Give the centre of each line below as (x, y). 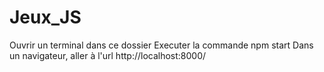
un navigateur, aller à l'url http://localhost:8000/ (108, 55)
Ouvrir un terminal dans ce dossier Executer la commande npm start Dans (161, 45)
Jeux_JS (45, 17)
